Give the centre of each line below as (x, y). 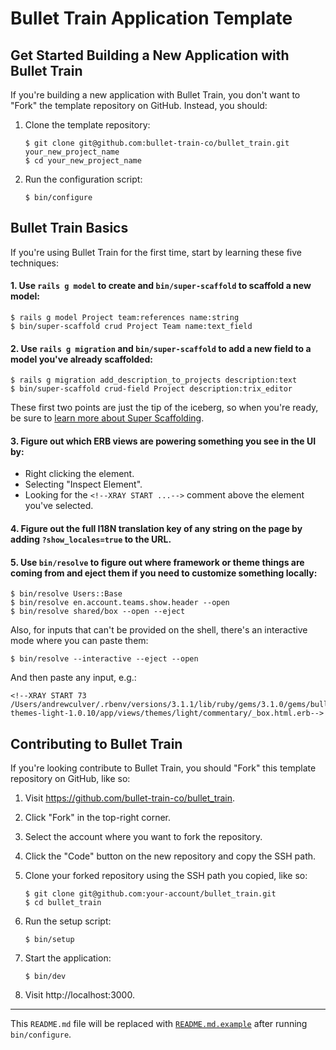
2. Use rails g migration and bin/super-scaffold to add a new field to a (161, 348)
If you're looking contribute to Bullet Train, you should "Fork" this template (163, 768)
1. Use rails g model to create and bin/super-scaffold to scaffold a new (161, 286)
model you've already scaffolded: (81, 359)
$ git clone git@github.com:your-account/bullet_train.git (150, 894)
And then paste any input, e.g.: (73, 678)
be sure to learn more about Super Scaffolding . (107, 418)
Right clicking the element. (79, 474)
